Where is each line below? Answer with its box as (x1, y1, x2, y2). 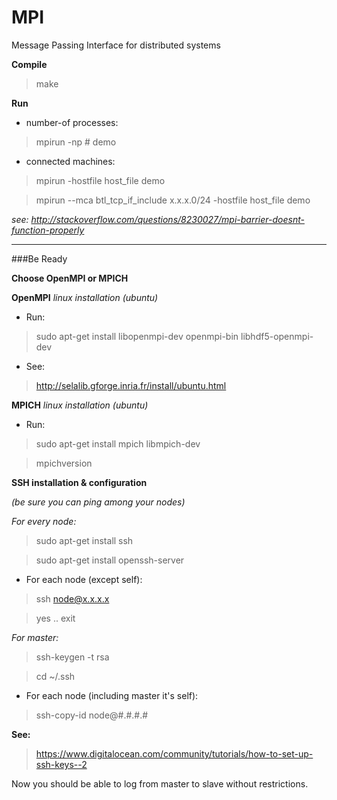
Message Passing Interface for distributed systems (11, 39, 221, 51)
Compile (11, 58, 48, 70)
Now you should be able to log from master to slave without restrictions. (11, 777, 309, 790)
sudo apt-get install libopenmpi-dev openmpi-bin (35, 330, 239, 342)
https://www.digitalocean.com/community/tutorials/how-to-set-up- (35, 747, 314, 760)
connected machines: (25, 155, 116, 167)
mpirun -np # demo (35, 136, 117, 148)
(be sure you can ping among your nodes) (11, 496, 186, 508)
